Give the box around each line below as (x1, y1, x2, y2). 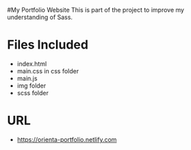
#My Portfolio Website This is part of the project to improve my (7, 6, 185, 14)
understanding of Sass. (7, 13, 73, 21)
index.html (16, 60, 47, 68)
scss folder (16, 88, 49, 97)
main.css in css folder (16, 66, 79, 75)
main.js (16, 74, 38, 82)
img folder (16, 82, 47, 90)
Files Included (7, 37, 89, 53)
